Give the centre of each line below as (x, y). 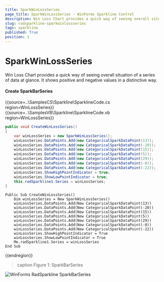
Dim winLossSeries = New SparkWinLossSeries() (62, 199)
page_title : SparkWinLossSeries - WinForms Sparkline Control (70, 14)
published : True (21, 32)
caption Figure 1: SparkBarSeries (50, 265)
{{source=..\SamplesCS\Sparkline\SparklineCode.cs (58, 102)
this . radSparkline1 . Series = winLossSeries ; (60, 181)
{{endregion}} (19, 256)
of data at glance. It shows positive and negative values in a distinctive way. (81, 80)
